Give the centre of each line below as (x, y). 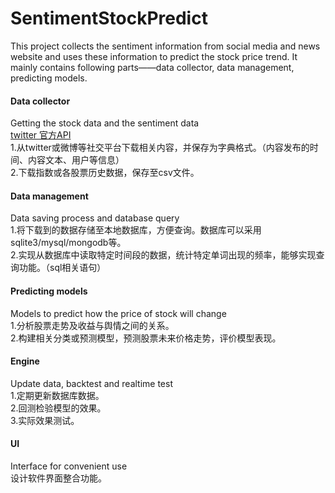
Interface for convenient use (69, 466)
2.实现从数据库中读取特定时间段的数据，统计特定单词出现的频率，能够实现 (163, 255)
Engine (25, 361)
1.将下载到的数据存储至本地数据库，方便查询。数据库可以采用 (136, 230)
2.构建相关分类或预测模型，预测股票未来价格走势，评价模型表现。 (146, 338)
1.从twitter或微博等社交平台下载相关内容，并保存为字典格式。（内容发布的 (160, 148)
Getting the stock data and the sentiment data (105, 123)
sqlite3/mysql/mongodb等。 (68, 243)
